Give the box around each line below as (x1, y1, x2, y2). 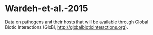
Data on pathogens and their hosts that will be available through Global (5, 19, 149, 25)
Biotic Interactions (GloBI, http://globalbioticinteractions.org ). (5, 24, 128, 30)
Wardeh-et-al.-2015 (5, 3, 88, 14)
